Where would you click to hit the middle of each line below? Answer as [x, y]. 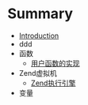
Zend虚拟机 [38, 73]
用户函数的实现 [55, 63]
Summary [40, 14]
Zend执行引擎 [53, 83]
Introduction [39, 36]
